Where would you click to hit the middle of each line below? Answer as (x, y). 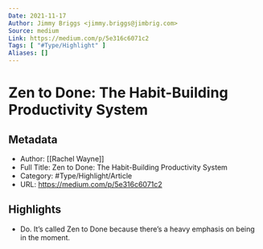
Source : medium (34, 31)
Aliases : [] (28, 53)
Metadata (33, 139)
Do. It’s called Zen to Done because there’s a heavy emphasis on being (137, 229)
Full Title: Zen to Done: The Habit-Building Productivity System (123, 167)
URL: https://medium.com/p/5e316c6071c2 (91, 184)
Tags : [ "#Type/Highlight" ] (57, 46)
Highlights (35, 210)
